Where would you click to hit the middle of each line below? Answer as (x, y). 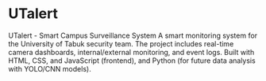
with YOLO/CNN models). (50, 68)
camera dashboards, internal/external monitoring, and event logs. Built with (131, 52)
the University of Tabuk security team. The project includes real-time (121, 43)
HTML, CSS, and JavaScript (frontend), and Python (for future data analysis (132, 61)
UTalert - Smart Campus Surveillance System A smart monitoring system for (133, 35)
